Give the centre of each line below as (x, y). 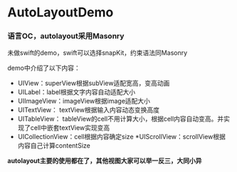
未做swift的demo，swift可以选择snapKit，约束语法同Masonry (98, 53)
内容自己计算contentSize (54, 146)
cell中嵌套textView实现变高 (70, 128)
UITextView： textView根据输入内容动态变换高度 (89, 110)
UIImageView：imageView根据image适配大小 (84, 101)
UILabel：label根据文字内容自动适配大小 (77, 92)
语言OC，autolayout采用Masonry (66, 36)
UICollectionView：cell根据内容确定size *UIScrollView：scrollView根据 (122, 137)
